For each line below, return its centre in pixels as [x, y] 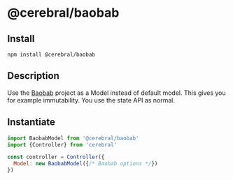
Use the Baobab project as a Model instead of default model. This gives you [116, 93]
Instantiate [31, 122]
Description [33, 76]
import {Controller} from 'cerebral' [62, 144]
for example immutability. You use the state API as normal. [91, 100]
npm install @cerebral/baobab [51, 54]
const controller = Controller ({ [56, 157]
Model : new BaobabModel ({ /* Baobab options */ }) [86, 164]
